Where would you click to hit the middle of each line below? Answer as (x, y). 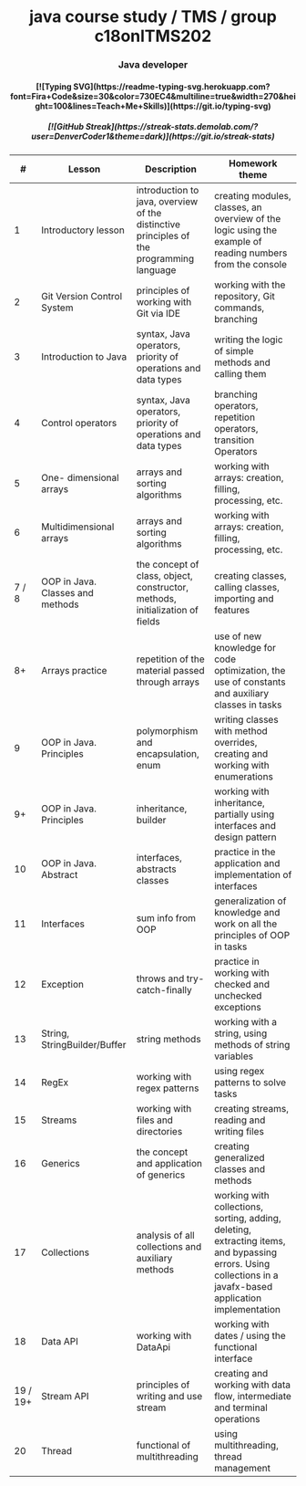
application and (247, 863)
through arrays (168, 682)
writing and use (169, 1396)
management (242, 1468)
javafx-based (243, 1286)
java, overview (167, 201)
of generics (161, 1175)
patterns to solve (250, 1082)
